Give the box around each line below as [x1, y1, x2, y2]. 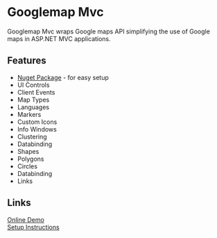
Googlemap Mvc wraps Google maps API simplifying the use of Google [7, 27, 210, 35]
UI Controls [17, 81, 50, 89]
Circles [17, 161, 38, 170]
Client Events [17, 88, 55, 96]
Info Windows [17, 125, 57, 133]
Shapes [17, 147, 40, 155]
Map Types [17, 95, 50, 104]
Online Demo [7, 215, 45, 223]
